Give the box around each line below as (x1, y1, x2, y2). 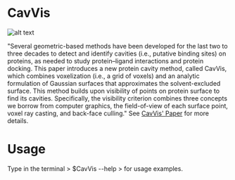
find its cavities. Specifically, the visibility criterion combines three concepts (7, 94, 227, 103)
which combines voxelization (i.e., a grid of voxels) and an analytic (7, 72, 200, 80)
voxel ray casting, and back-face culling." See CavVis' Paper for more (7, 109, 210, 117)
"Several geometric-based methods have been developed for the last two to (7, 41, 228, 50)
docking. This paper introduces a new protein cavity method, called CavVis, (7, 64, 227, 72)
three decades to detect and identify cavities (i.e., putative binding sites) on (7, 49, 227, 58)
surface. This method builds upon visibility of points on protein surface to (7, 86, 220, 95)
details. (7, 116, 29, 124)
